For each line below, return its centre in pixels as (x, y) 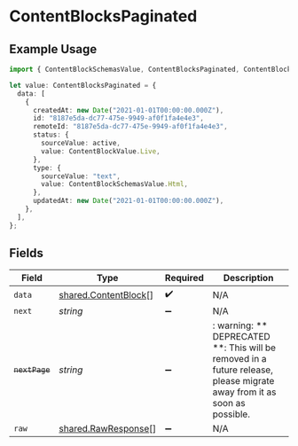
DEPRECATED (241, 337)
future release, (243, 370)
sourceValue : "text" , (81, 176)
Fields (27, 253)
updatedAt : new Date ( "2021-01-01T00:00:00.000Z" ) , (128, 201)
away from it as (244, 392)
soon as (229, 403)
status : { (51, 135)
